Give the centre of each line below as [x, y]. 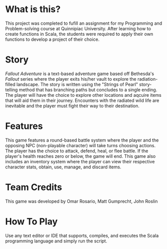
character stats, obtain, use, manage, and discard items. [63, 167]
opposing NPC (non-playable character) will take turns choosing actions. [80, 145]
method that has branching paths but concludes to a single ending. [88, 90]
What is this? [33, 9]
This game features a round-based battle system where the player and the [82, 140]
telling [12, 90]
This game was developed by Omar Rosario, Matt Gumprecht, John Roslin [81, 201]
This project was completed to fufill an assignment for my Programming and [84, 23]
